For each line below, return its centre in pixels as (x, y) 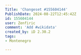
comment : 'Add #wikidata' (31, 27)
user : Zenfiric (20, 23)
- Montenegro (18, 41)
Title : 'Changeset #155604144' (36, 9)
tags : (10, 37)
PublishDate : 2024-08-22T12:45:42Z (41, 14)
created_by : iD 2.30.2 (28, 32)
